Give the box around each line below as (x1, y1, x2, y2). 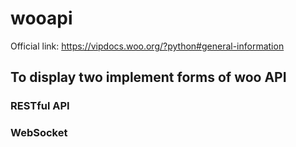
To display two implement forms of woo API (10, 69, 287, 86)
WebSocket (10, 126, 68, 140)
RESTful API (10, 99, 70, 113)
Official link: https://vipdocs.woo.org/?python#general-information (10, 40, 285, 52)
